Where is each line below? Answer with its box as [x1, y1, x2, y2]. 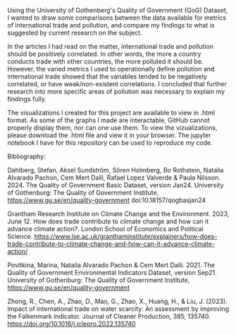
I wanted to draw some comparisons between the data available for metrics [7, 13, 227, 22]
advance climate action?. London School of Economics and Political [7, 225, 204, 233]
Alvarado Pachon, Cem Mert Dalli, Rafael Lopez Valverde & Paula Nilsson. [7, 173, 221, 182]
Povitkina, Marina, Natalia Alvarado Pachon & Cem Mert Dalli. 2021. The [7, 261, 215, 269]
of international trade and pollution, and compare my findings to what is [7, 21, 215, 29]
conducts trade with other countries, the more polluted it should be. [7, 57, 204, 66]
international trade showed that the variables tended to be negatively [7, 72, 208, 81]
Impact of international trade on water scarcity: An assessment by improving [7, 305, 230, 313]
